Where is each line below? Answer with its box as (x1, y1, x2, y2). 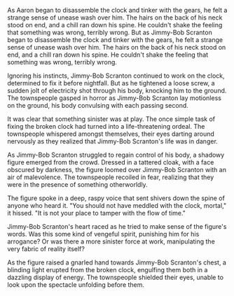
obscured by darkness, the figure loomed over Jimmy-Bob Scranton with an (7, 166, 226, 174)
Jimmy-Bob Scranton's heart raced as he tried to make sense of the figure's (7, 223, 227, 230)
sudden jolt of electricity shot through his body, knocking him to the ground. (7, 87, 227, 94)
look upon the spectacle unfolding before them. (7, 281, 145, 289)
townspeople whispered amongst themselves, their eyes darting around (7, 129, 215, 138)
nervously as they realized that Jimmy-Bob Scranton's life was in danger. (7, 137, 219, 146)
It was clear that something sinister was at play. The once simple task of (7, 115, 216, 123)
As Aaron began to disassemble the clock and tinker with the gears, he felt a (7, 6, 228, 14)
